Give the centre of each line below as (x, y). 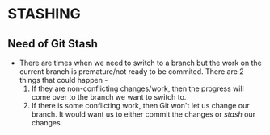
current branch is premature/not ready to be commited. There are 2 (131, 72)
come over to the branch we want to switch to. (109, 97)
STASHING (44, 14)
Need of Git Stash (53, 44)
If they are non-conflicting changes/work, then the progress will (137, 88)
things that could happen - (63, 80)
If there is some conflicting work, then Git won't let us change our (140, 106)
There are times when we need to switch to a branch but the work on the (140, 63)
